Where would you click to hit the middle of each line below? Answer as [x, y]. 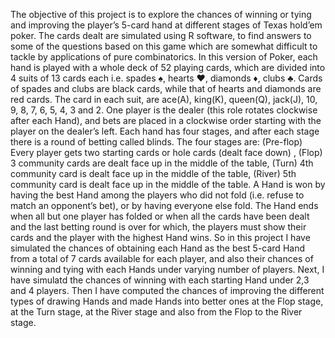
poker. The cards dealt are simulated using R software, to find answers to [161, 35]
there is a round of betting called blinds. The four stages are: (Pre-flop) [156, 142]
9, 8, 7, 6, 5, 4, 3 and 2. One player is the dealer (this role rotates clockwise [164, 110]
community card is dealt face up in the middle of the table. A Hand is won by [168, 184]
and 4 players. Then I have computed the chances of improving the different [167, 290]
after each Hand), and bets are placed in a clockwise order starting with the [166, 120]
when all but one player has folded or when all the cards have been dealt [160, 216]
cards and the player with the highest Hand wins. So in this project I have [160, 237]
